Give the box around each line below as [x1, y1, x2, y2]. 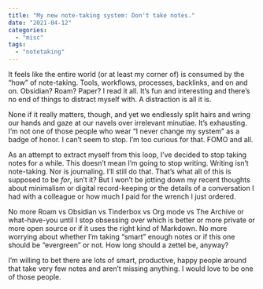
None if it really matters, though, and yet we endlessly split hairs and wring [8, 110, 250, 119]
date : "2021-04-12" [8, 19, 72, 27]
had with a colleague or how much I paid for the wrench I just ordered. [8, 192, 236, 201]
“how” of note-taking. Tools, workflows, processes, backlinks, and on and [8, 78, 248, 87]
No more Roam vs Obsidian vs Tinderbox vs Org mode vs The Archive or [8, 207, 244, 216]
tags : [8, 41, 26, 49]
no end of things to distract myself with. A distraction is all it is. [8, 95, 212, 104]
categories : [8, 26, 47, 34]
